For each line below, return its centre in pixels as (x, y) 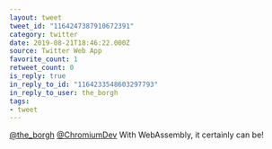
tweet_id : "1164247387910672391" (72, 26)
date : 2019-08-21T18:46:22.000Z (70, 43)
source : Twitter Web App (56, 51)
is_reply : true (38, 76)
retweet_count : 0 (42, 68)
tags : (19, 101)
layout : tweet (36, 18)
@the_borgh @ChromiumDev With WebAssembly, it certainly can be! (137, 135)
